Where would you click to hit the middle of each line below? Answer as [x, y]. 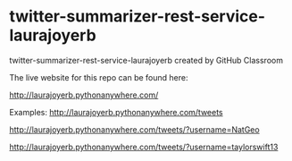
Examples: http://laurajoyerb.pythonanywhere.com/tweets [116, 112]
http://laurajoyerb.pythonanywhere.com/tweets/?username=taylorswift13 [144, 147]
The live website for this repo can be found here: [99, 77]
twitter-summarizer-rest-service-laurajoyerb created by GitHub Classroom [146, 60]
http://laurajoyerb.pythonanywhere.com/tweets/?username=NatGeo [135, 129]
